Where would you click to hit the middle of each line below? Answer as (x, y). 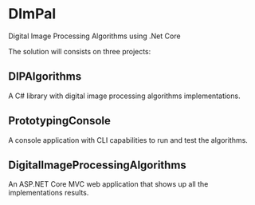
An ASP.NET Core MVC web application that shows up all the (108, 184)
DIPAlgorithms (45, 77)
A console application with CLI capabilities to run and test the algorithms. (128, 140)
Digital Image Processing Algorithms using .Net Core (94, 36)
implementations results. (49, 193)
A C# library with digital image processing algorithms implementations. (124, 96)
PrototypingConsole (60, 121)
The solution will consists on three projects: (80, 51)
